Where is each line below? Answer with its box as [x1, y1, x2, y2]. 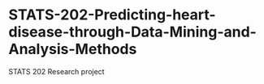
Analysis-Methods [8, 40, 137, 58]
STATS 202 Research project [8, 66, 105, 76]
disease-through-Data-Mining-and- [8, 23, 258, 41]
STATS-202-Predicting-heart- [8, 6, 217, 24]
